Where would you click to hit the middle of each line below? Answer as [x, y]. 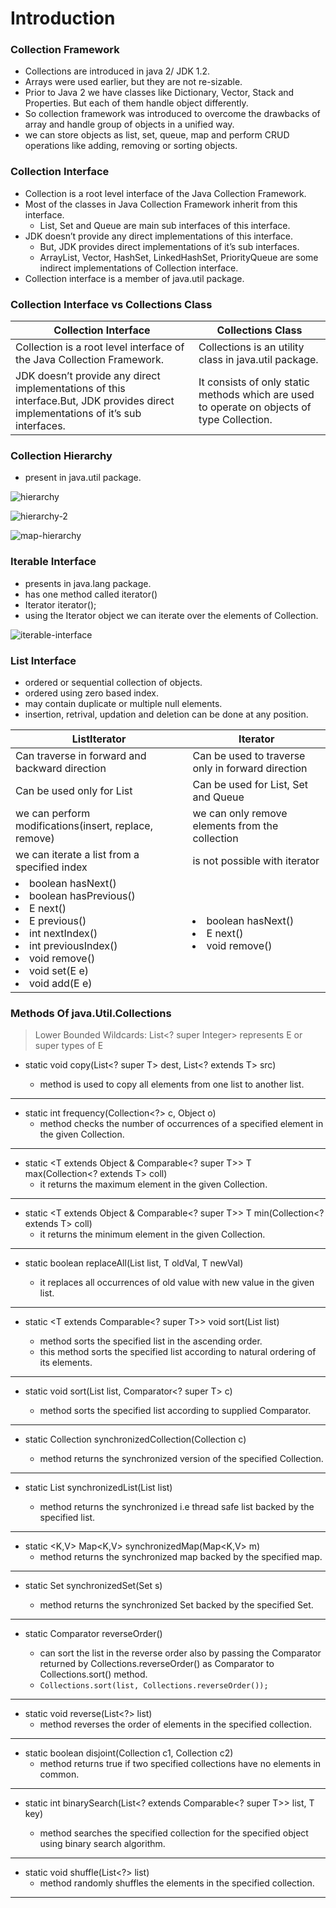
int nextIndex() [63, 933]
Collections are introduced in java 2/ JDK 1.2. [117, 71]
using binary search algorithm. [102, 1844]
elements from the [235, 825]
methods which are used [256, 395]
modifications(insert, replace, [84, 825]
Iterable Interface [53, 562]
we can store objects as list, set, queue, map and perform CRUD [157, 135]
